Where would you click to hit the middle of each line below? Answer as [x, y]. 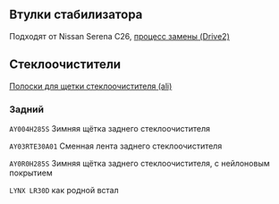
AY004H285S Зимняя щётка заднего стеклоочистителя [110, 128]
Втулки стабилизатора [76, 15]
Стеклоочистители [65, 65]
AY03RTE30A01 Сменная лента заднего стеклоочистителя [116, 146]
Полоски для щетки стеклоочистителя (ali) [91, 86]
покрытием [31, 173]
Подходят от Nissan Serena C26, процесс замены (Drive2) [119, 36]
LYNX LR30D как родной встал [64, 190]
